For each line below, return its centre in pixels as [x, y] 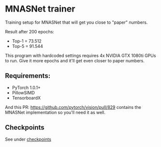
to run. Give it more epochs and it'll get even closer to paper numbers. [75, 60]
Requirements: [28, 76]
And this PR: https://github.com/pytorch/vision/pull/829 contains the [73, 107]
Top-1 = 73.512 [27, 41]
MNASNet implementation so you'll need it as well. [55, 112]
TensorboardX [26, 98]
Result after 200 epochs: [30, 31]
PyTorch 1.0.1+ [26, 88]
